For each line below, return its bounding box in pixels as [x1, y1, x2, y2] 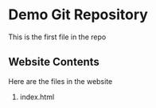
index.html [19, 92, 55, 102]
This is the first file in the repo [8, 32, 107, 42]
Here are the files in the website [8, 76, 113, 86]
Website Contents [8, 55, 99, 69]
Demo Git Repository [8, 6, 149, 24]
